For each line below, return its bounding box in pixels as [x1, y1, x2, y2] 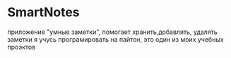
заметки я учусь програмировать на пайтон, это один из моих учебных [7, 35, 224, 43]
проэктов [7, 42, 36, 51]
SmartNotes [7, 4, 80, 21]
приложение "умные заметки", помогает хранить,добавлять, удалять [7, 28, 218, 36]
